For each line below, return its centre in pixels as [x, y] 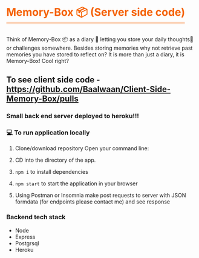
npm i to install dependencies [52, 171]
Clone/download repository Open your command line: [82, 148]
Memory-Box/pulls [42, 99]
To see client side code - [53, 80]
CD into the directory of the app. [55, 160]
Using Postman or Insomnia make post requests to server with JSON [100, 195]
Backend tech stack [36, 217]
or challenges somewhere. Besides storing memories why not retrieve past [99, 48]
